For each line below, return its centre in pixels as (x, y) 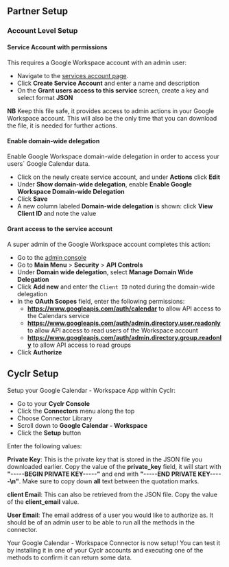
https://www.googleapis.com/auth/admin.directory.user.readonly (124, 323)
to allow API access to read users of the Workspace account (113, 330)
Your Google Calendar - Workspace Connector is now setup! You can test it (114, 543)
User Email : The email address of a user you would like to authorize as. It (110, 515)
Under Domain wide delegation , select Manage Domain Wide (105, 272)
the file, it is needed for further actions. (62, 125)
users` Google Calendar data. (49, 163)
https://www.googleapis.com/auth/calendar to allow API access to (124, 309)
